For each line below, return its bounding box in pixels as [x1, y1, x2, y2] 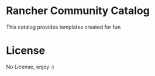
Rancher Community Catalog [6, 4, 150, 18]
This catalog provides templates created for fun [6, 23, 121, 30]
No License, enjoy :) [6, 63, 54, 70]
